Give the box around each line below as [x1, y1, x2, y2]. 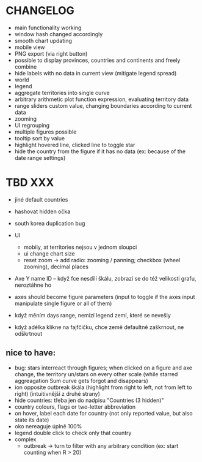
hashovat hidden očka [14, 208, 71, 215]
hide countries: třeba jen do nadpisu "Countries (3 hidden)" [14, 396, 164, 404]
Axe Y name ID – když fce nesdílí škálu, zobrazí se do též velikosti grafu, [14, 275, 197, 282]
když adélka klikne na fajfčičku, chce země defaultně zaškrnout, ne [14, 323, 184, 331]
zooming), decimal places [23, 263, 89, 270]
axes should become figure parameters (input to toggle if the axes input [14, 293, 195, 300]
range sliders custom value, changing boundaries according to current [14, 102, 192, 109]
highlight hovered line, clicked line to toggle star [14, 141, 135, 148]
